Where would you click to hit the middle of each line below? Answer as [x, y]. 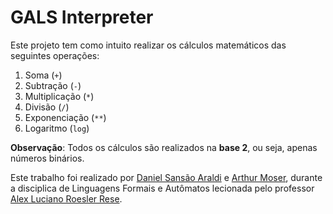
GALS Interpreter [82, 17]
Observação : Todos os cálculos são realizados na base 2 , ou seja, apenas [164, 147]
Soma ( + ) [43, 75]
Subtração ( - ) [53, 85]
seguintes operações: [55, 55]
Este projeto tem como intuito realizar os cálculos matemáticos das [148, 45]
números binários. [47, 158]
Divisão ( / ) [47, 107]
